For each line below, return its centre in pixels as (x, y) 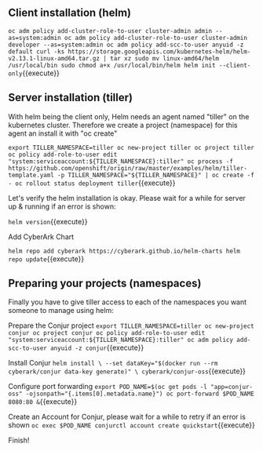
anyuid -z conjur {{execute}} (97, 347)
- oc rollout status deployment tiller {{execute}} (92, 183)
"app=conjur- (232, 387)
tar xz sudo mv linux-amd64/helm (164, 58)
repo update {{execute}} (46, 259)
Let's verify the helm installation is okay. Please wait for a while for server (127, 198)
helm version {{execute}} (48, 221)
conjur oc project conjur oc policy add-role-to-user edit (107, 333)
